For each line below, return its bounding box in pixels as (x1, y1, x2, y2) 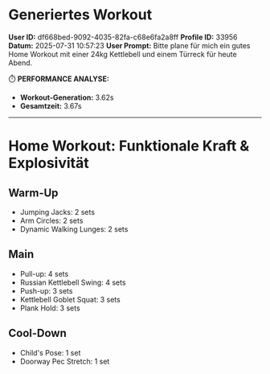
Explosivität (8, 154, 90, 172)
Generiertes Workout (8, 6, 153, 24)
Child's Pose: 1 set (19, 347, 81, 357)
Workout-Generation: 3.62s (19, 92, 114, 102)
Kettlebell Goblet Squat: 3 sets (19, 294, 121, 304)
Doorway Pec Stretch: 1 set (19, 356, 110, 366)
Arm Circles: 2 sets (19, 216, 84, 225)
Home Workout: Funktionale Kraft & (8, 137, 250, 155)
